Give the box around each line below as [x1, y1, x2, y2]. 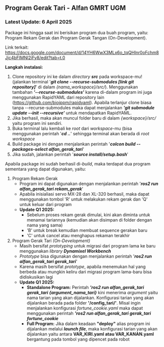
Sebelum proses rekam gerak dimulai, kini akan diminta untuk [26, 212, 150, 218]
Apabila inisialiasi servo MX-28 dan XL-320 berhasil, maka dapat [19, 191, 150, 197]
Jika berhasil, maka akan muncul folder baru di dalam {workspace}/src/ [12, 115, 156, 121]
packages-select [12, 146, 48, 152]
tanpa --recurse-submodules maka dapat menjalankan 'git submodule [12, 104, 155, 110]
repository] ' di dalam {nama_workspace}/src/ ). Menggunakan [12, 84, 138, 90]
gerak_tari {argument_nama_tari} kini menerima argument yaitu [26, 289, 158, 295]
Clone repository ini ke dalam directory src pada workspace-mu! [12, 73, 143, 80]
